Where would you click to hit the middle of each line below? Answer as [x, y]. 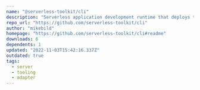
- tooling [24, 72]
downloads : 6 [22, 39]
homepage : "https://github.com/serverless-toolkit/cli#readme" [86, 34]
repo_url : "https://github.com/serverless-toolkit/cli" [77, 22]
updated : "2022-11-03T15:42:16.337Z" [53, 50]
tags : [13, 61]
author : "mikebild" [30, 28]
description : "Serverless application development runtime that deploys [98, 17]
